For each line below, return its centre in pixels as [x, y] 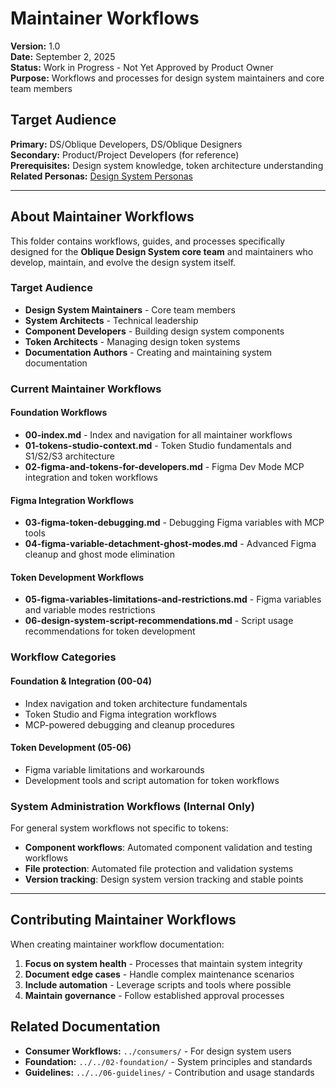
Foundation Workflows [59, 413]
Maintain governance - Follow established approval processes [154, 995]
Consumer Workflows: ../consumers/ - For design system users [158, 1051]
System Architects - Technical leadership [111, 320]
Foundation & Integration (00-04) [81, 681]
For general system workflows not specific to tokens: [119, 828]
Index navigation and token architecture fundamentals [136, 703]
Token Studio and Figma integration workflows [120, 714]
